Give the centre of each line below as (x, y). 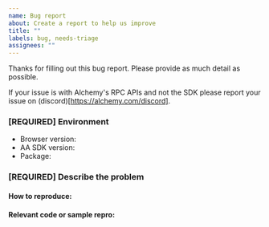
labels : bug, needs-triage (53, 38)
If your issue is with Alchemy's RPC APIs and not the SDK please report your (134, 92)
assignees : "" (32, 46)
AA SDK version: (47, 148)
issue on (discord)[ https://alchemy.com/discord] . (90, 101)
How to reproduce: (40, 196)
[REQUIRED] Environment (59, 122)
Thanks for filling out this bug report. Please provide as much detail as (124, 68)
